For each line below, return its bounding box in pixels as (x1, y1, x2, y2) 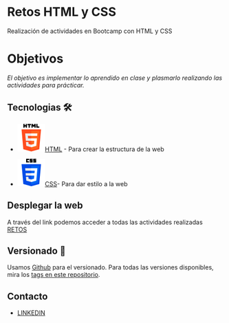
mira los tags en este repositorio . (7, 271, 100, 279)
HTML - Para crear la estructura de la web (44, 145, 164, 153)
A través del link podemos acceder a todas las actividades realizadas (7, 218, 203, 226)
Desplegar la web (7, 200, 84, 212)
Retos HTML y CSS (7, 4, 117, 20)
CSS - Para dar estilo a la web (44, 179, 129, 188)
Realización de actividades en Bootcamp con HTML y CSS (7, 27, 173, 35)
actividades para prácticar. (7, 80, 85, 89)
